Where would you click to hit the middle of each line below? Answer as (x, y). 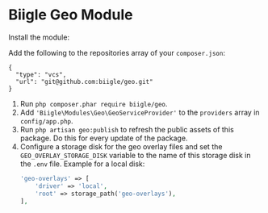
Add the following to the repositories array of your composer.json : (117, 52)
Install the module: (39, 37)
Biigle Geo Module (71, 15)
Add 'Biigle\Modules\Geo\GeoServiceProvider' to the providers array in (140, 112)
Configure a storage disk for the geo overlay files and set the (121, 146)
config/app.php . (47, 121)
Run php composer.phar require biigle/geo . (94, 103)
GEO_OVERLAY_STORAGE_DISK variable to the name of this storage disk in (135, 155)
